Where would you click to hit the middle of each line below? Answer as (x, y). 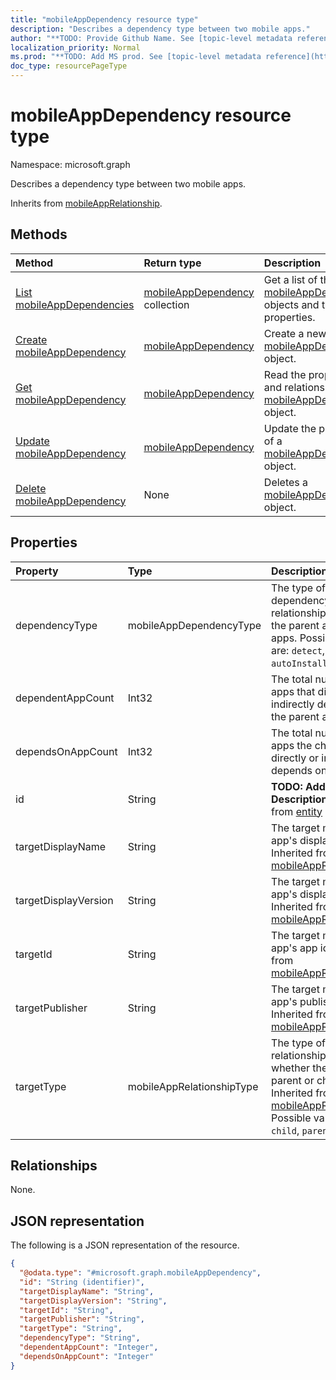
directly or (295, 758)
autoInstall (299, 663)
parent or (293, 1080)
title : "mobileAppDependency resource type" (104, 19)
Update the (290, 428)
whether (290, 1068)
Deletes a (286, 482)
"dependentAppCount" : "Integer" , (89, 1347)
